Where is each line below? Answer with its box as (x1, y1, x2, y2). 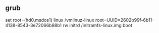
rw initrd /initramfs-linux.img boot (63, 22, 133, 28)
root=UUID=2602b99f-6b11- (95, 17, 154, 23)
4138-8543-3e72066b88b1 (5, 22, 62, 28)
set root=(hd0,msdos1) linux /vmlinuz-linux (5, 17, 94, 23)
